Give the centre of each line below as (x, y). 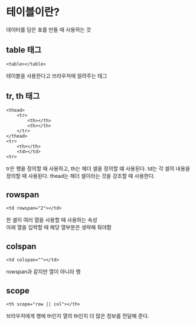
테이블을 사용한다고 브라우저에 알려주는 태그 (57, 76)
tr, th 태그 (23, 96)
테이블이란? (33, 12)
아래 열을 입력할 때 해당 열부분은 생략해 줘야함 (59, 227)
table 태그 (24, 50)
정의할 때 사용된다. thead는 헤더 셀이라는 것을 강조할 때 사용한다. (81, 175)
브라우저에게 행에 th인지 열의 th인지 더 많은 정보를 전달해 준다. (78, 316)
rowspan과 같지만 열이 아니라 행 (43, 272)
